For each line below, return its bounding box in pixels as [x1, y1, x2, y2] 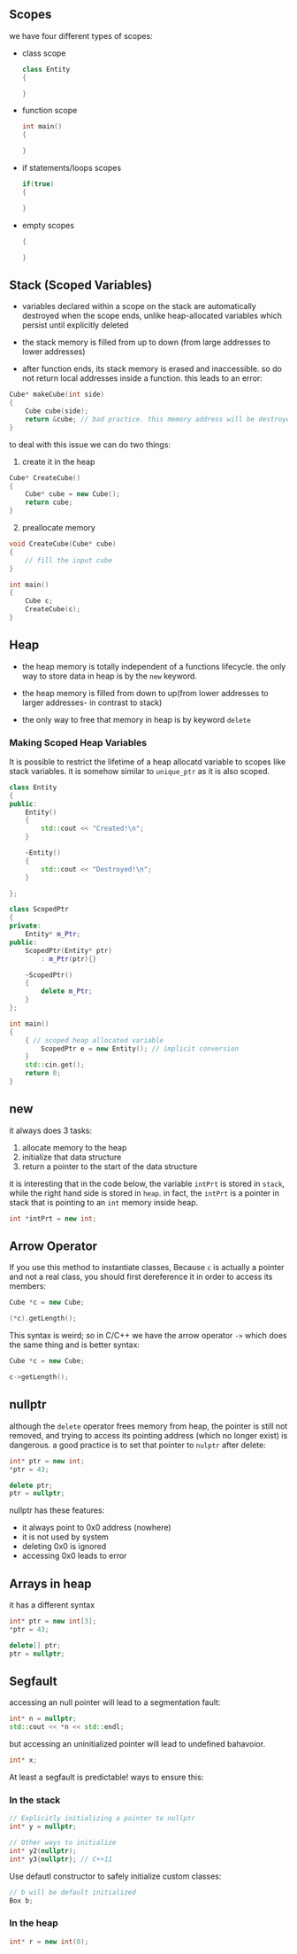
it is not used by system [21, 1531, 109, 1542]
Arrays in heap [9, 1576, 92, 1591]
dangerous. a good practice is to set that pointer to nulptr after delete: [9, 1439, 267, 1450]
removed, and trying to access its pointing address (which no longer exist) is [9, 1430, 288, 1440]
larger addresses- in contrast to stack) [21, 697, 163, 708]
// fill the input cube [25, 555, 113, 565]
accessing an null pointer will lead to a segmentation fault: [9, 1697, 221, 1708]
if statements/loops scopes [21, 163, 122, 174]
